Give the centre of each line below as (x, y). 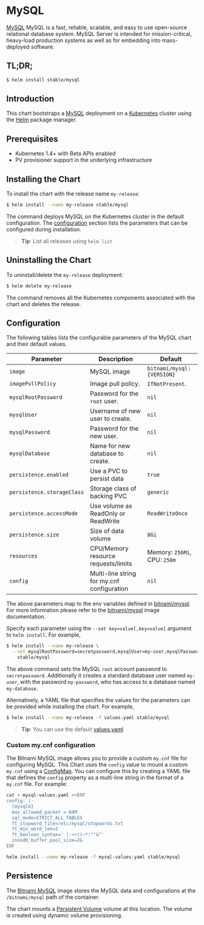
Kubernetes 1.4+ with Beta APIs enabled (65, 154)
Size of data (107, 531)
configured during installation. (44, 229)
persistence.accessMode (44, 514)
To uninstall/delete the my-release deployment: (65, 275)
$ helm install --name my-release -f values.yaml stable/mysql (88, 718)
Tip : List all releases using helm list (67, 241)
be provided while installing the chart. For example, (70, 707)
